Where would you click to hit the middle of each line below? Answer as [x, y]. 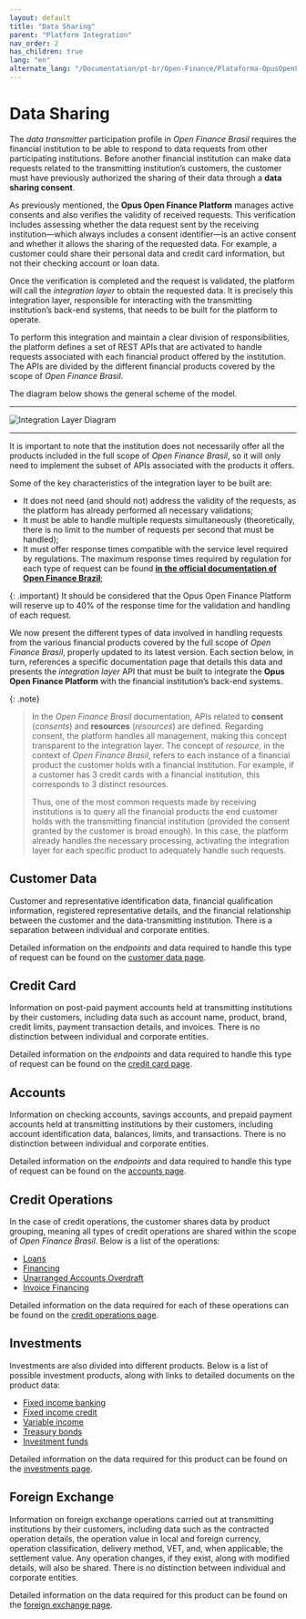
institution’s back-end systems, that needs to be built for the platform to [143, 310]
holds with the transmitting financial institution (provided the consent [161, 821]
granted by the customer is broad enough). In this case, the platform [160, 831]
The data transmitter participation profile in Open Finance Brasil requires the [153, 138]
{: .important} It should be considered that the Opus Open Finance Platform [150, 595]
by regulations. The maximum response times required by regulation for [157, 558]
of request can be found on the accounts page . [98, 1171]
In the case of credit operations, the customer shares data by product [140, 1222]
